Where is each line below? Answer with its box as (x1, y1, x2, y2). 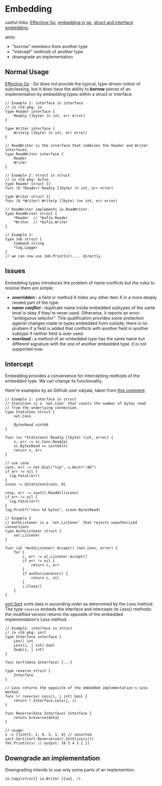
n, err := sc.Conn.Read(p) (14, 439, 68, 444)
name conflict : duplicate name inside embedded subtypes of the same (12, 305, 156, 311)
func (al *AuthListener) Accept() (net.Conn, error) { (5, 546, 118, 551)
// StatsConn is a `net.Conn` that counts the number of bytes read (5, 401, 146, 406)
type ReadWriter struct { (5, 211, 57, 216)
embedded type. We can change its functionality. (5, 378, 103, 384)
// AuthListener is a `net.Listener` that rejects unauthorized (5, 520, 137, 525)
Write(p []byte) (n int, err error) (14, 130, 88, 135)
